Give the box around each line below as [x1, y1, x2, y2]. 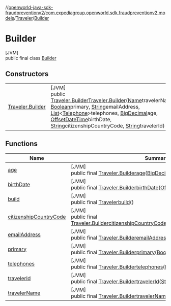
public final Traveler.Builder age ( [71, 169, 148, 177]
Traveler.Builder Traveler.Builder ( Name [50, 96, 142, 104]
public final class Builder [5, 55, 57, 61]
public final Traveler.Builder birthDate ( [71, 184, 161, 191]
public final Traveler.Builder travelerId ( [71, 278, 161, 285]
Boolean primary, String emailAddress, [50, 103, 140, 110]
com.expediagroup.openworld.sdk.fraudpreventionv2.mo [45, 10, 165, 16]
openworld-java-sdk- [8, 5, 53, 10]
